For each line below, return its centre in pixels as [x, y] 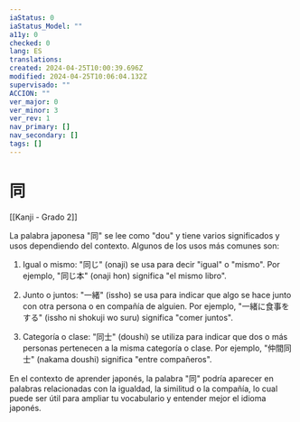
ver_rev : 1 [30, 118]
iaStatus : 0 [32, 18]
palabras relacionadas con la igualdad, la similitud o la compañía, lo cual [144, 389]
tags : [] [26, 144]
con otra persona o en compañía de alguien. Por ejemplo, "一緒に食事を [156, 306]
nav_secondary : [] [44, 136]
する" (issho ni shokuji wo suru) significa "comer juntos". [127, 317]
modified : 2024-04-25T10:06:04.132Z [78, 77]
